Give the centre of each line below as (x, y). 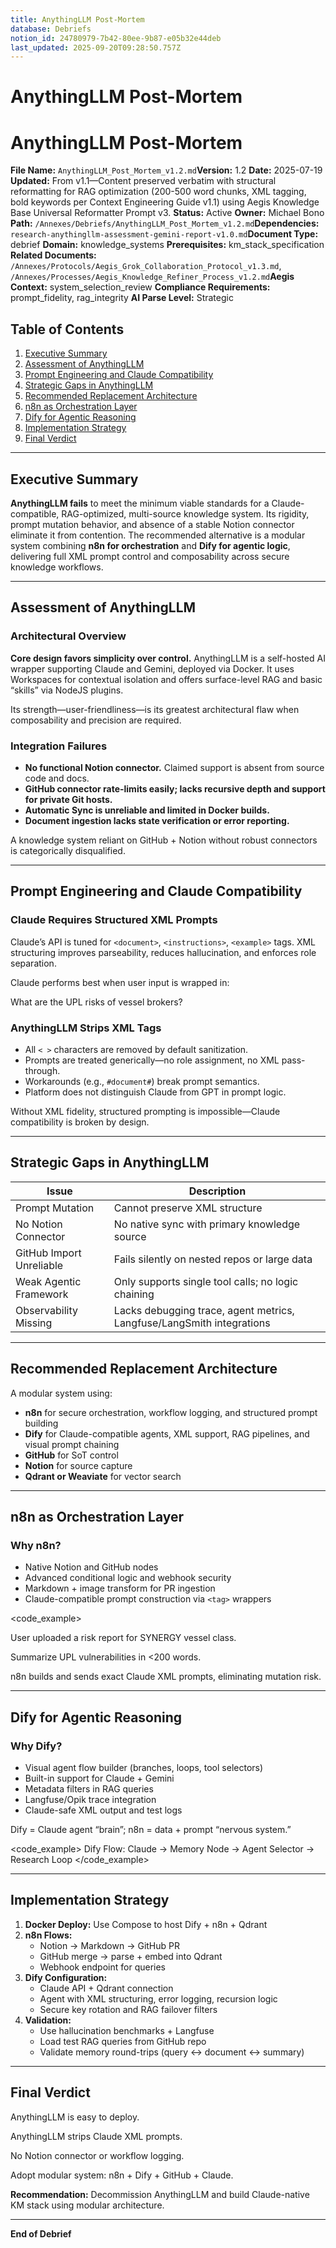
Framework (42, 1294)
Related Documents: (53, 255)
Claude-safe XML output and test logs (103, 1810)
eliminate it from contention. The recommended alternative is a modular (158, 535)
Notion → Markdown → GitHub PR (110, 1945)
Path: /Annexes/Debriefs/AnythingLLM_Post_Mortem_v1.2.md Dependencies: (165, 223)
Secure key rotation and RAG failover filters (128, 2009)
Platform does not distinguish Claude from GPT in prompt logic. (155, 1092)
